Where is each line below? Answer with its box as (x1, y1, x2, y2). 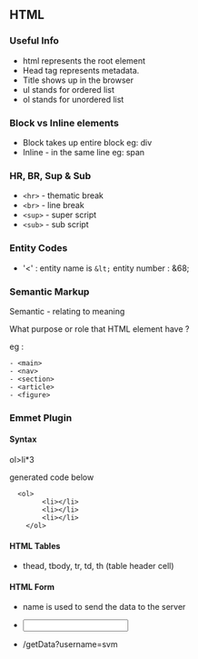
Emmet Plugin (9, 411, 73, 424)
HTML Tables (9, 540, 61, 551)
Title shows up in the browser (22, 75, 134, 85)
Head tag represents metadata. (22, 65, 140, 75)
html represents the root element (22, 55, 146, 66)
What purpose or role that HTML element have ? (9, 323, 190, 334)
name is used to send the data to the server (22, 602, 186, 613)
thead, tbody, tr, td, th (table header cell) (22, 561, 174, 572)
